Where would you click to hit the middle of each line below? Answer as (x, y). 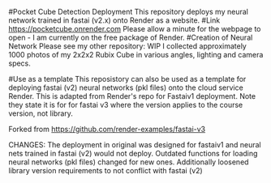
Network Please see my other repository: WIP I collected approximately (128, 46)
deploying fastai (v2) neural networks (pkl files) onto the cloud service (126, 87)
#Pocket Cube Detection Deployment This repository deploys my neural (129, 12)
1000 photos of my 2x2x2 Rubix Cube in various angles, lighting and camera (136, 55)
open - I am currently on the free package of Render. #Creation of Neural (131, 37)
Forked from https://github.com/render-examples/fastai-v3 (107, 129)
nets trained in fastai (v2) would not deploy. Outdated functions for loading (133, 153)
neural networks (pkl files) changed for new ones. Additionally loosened (129, 162)
